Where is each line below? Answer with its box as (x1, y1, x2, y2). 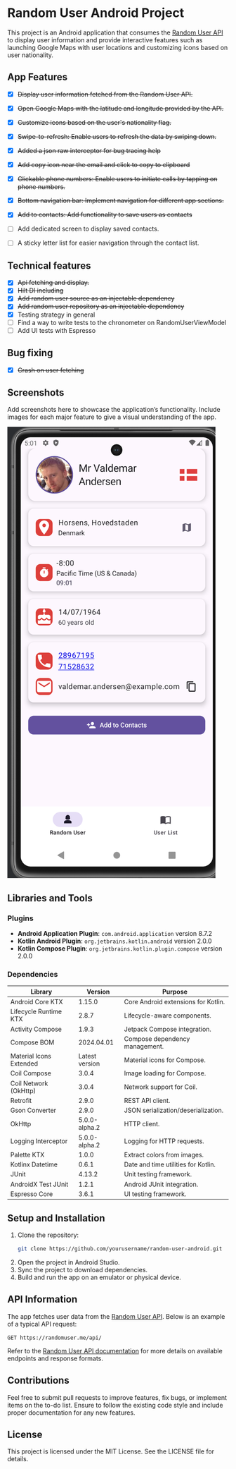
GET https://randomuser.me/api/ (7, 1334, 102, 1341)
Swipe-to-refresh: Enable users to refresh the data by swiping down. (17, 132, 216, 140)
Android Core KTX (10, 998, 63, 1006)
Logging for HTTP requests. (124, 1137, 205, 1145)
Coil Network (10, 1079, 48, 1087)
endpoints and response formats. (7, 1354, 104, 1363)
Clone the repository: (17, 1231, 79, 1239)
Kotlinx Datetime (10, 1160, 58, 1169)
